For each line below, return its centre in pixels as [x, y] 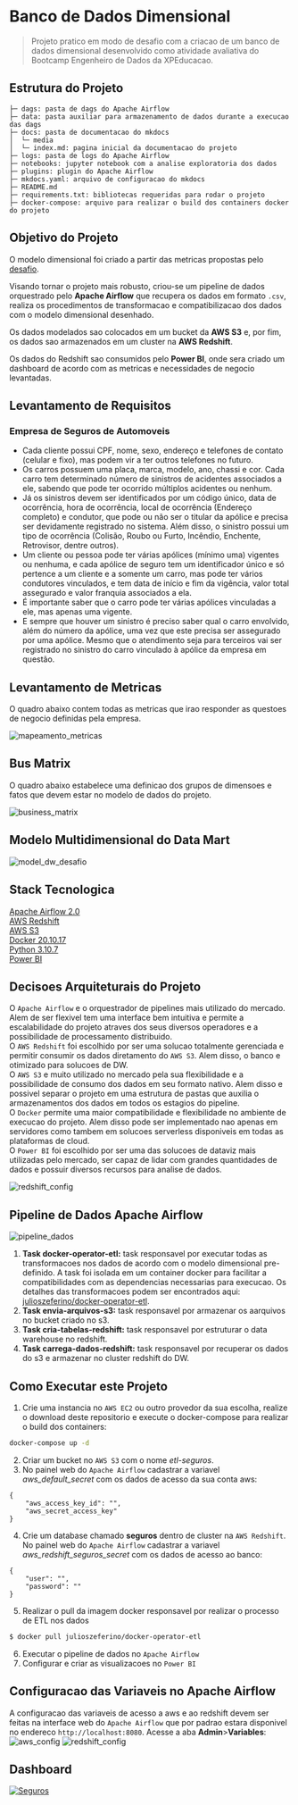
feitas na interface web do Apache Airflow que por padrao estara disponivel [148, 1722]
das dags [25, 124]
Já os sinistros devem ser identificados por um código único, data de [149, 498]
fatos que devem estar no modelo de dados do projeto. [111, 794]
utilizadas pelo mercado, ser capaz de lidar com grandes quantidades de [144, 1160]
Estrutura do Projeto [66, 88]
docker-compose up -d [50, 1443]
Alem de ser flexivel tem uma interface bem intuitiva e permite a [127, 1018]
